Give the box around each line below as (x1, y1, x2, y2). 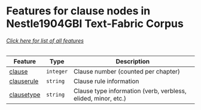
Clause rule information (74, 77, 139, 85)
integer (45, 68, 68, 75)
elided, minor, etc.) (74, 94, 127, 103)
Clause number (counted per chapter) (74, 68, 181, 76)
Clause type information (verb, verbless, (74, 87, 187, 95)
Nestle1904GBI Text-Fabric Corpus (6, 17, 184, 30)
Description (115, 57, 150, 66)
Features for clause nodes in (6, 4, 151, 18)
